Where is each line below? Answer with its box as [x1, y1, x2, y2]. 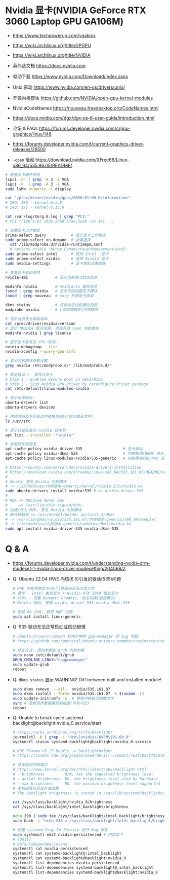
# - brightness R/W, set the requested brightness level [12, 772, 153, 777]
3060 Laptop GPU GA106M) [5, 16, 124, 27]
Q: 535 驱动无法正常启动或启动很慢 [12, 624, 86, 630]
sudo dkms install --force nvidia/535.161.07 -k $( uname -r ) [12, 691, 145, 696]
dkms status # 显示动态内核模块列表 [5, 303, 98, 308]
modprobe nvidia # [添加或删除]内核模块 [5, 307, 99, 312]
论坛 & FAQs [12, 125, 38, 131]
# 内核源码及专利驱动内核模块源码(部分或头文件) [5, 414, 94, 419]
